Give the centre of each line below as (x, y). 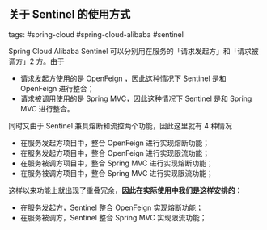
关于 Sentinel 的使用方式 (70, 15)
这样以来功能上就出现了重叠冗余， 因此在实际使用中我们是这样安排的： (125, 190)
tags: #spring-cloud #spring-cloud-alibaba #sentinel (96, 34)
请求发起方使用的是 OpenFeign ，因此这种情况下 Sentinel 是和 (123, 78)
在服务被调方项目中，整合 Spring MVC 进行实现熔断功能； (117, 163)
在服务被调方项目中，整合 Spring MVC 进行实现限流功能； (117, 173)
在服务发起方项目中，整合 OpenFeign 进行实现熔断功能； (115, 143)
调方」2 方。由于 (36, 61)
